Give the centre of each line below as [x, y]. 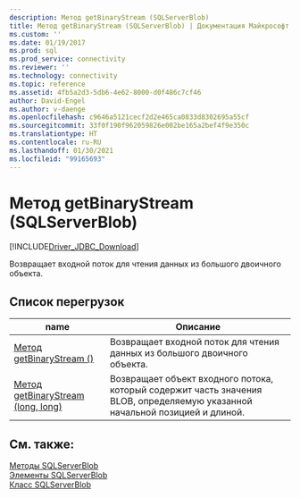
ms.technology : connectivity [63, 76]
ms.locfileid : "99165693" [57, 159]
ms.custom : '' [36, 34]
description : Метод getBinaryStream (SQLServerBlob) [109, 17]
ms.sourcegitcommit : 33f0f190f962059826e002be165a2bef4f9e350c [129, 126]
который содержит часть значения [186, 390]
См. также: [42, 444]
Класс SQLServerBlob [50, 485]
